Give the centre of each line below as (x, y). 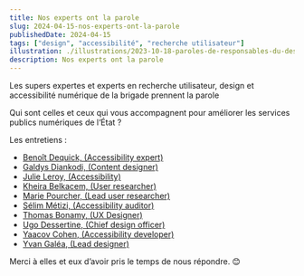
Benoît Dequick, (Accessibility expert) (93, 157)
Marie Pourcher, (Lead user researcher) (96, 196)
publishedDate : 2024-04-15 (60, 34)
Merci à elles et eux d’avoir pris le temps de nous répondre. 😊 (125, 262)
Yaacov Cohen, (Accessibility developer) (98, 234)
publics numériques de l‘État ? (66, 122)
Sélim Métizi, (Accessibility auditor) (88, 205)
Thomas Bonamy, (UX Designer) (82, 215)
